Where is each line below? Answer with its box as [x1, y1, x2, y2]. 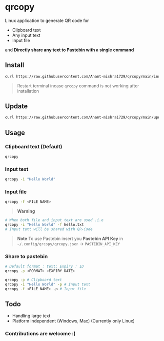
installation [17, 88, 39, 94]
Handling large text [12, 313, 51, 319]
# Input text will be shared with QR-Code [5, 226, 93, 232]
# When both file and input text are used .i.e [5, 218, 104, 223]
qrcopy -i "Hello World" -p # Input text [5, 282, 91, 287]
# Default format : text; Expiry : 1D [5, 264, 84, 269]
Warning [17, 208, 35, 214]
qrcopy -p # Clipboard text [5, 277, 62, 282]
